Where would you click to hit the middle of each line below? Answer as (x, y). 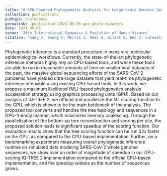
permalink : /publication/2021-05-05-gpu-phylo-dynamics (64, 24)
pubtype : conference (27, 19)
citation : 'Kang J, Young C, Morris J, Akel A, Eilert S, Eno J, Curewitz (84, 38)
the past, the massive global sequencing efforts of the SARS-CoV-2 (74, 73)
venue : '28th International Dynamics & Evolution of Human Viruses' (78, 33)
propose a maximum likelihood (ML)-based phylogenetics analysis (73, 89)
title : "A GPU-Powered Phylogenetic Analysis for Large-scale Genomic (80, 10)
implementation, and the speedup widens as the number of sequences (78, 163)
